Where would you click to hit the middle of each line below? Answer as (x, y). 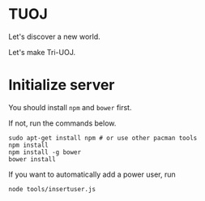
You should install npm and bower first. (70, 107)
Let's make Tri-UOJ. (42, 52)
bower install (32, 159)
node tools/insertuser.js (52, 189)
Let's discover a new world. (55, 36)
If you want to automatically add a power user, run (92, 174)
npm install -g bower (45, 152)
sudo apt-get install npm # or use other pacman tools (103, 138)
